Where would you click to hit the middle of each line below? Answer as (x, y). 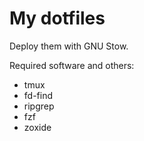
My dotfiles (57, 18)
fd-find (38, 95)
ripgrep (39, 106)
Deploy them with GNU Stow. (69, 46)
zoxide (37, 127)
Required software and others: (72, 65)
